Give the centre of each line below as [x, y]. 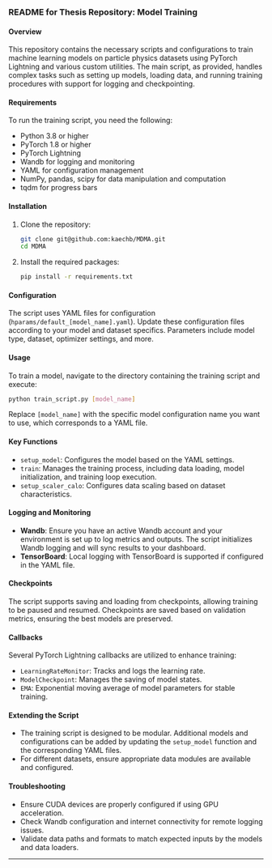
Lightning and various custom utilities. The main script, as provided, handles [136, 66]
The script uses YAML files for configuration [82, 313]
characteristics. [46, 494]
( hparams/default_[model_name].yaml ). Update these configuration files [127, 321]
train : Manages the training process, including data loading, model [132, 468]
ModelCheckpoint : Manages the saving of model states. [111, 679]
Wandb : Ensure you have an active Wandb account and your [121, 530]
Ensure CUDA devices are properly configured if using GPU [119, 804]
